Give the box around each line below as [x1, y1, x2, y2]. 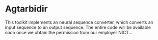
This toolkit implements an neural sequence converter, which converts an [5, 19, 154, 25]
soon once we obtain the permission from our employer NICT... [5, 29, 132, 35]
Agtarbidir [5, 3, 48, 14]
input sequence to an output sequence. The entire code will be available [5, 24, 151, 30]
